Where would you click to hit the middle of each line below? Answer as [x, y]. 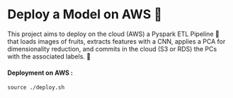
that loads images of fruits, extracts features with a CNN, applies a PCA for [116, 41]
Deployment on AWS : [40, 73]
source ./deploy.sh [36, 87]
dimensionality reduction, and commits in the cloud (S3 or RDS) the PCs [112, 49]
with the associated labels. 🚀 [49, 56]
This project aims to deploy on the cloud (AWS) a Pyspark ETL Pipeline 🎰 [113, 34]
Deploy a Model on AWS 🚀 [85, 14]
